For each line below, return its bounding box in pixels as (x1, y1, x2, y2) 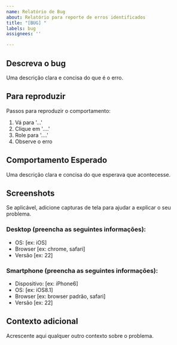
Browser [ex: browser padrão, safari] (14, 292, 106, 300)
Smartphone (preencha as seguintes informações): (6, 266, 158, 275)
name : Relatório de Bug (6, 8, 66, 15)
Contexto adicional (6, 316, 78, 326)
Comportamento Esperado (6, 155, 108, 165)
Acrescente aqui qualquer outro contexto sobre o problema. (6, 332, 154, 339)
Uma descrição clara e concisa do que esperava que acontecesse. (6, 171, 171, 178)
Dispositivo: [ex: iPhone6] (14, 280, 78, 287)
